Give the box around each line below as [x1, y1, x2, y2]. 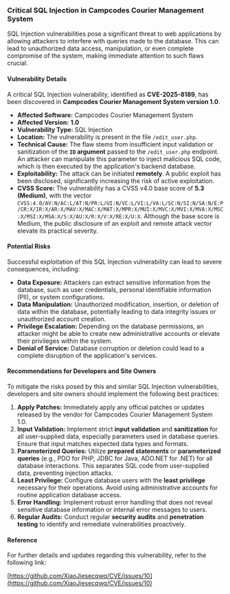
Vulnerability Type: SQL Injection [16, 125, 113, 134]
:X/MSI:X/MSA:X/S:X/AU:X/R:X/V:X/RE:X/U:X [16, 213, 141, 220]
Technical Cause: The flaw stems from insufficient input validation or [16, 140, 214, 148]
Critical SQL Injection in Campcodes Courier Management [7, 6, 205, 15]
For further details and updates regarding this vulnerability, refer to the [7, 551, 207, 560]
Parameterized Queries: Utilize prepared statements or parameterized [16, 447, 221, 455]
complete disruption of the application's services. [16, 351, 158, 359]
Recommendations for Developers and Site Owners [7, 367, 157, 375]
